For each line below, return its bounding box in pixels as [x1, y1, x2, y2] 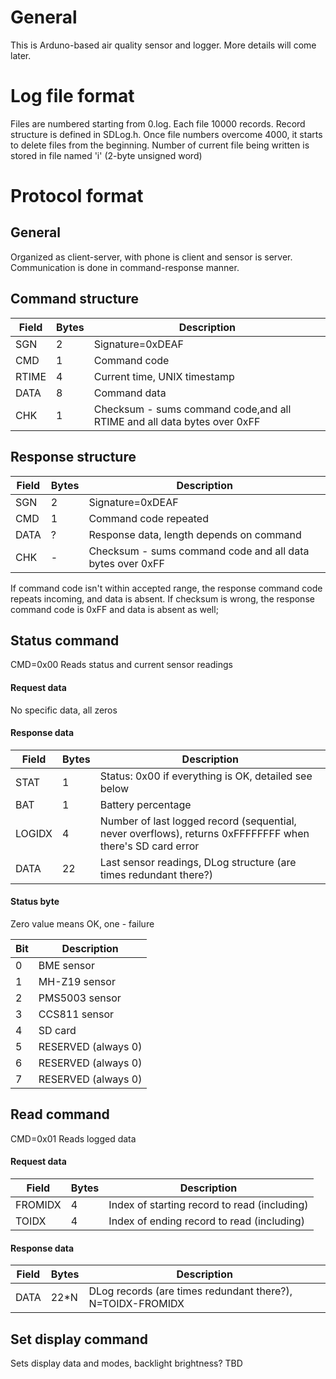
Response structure [10, 449, 137, 466]
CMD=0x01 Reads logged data [10, 1132, 137, 1145]
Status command [10, 632, 120, 649]
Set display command [10, 1331, 149, 1348]
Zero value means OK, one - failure [10, 917, 155, 930]
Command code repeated [88, 511, 209, 525]
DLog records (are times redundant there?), [88, 1284, 293, 1298]
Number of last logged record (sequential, [99, 814, 297, 828]
